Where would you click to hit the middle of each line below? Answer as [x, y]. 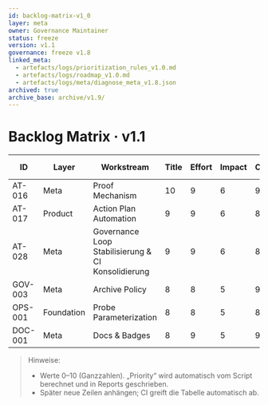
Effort [201, 167]
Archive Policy [120, 290]
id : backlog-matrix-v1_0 [49, 16]
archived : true [33, 90]
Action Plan [114, 208]
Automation [115, 219]
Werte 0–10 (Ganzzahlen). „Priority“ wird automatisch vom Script [146, 375]
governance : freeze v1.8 [49, 53]
